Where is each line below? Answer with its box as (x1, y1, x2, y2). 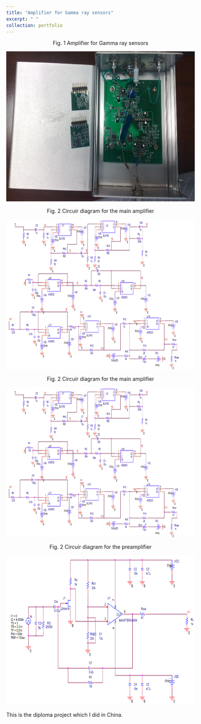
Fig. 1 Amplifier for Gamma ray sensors (53, 40, 148, 47)
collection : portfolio (6, 22, 63, 28)
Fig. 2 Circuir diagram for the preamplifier (49, 543, 152, 551)
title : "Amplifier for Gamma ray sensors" (6, 10, 114, 16)
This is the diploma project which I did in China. (6, 711, 123, 719)
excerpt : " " (6, 16, 39, 22)
